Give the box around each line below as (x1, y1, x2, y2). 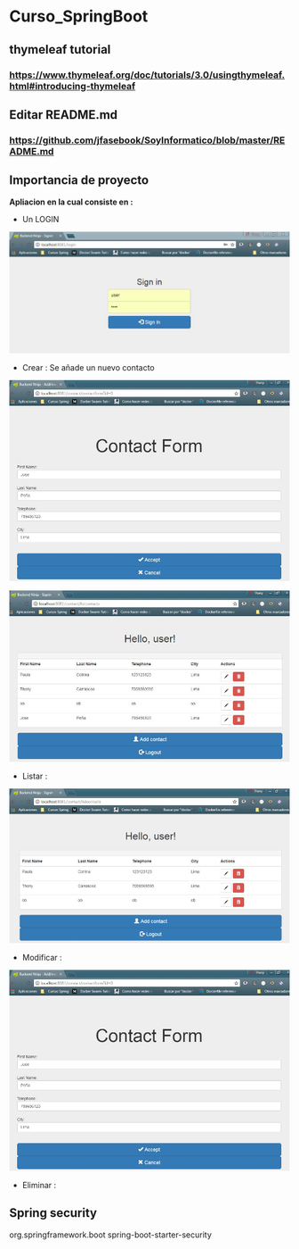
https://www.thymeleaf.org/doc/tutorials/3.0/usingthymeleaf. (9, 69, 286, 81)
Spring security (9, 1205, 98, 1220)
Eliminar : (21, 1179, 57, 1190)
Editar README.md (9, 107, 118, 122)
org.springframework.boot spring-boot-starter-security (9, 1229, 212, 1240)
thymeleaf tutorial (9, 42, 111, 57)
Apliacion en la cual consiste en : (9, 196, 133, 207)
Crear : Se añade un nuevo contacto (21, 362, 156, 373)
